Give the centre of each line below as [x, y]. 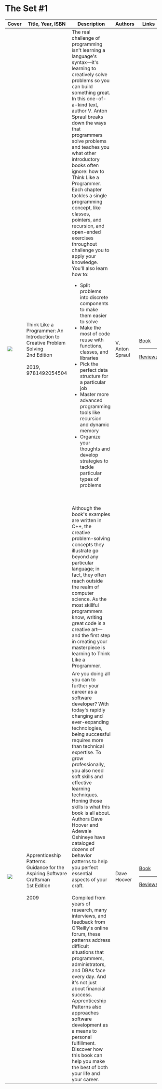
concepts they [88, 544]
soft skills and [87, 776]
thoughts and [95, 449]
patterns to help [90, 861]
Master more [94, 394]
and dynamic [94, 425]
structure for [94, 376]
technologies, [87, 728]
